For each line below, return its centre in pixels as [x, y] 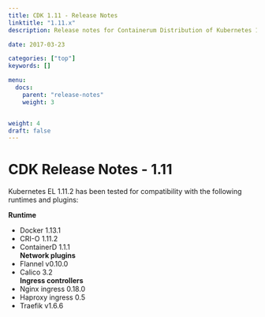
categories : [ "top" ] [42, 59]
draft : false [30, 131]
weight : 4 [24, 123]
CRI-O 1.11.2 [39, 239]
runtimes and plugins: [43, 200]
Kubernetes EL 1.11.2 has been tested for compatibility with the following [125, 192]
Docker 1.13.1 [40, 230]
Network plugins [48, 255]
